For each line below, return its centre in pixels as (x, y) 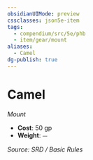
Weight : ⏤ (32, 135)
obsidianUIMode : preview (43, 14)
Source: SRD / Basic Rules (45, 149)
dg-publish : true (33, 60)
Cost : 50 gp (35, 128)
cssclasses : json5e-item (43, 20)
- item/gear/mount (41, 40)
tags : (15, 27)
